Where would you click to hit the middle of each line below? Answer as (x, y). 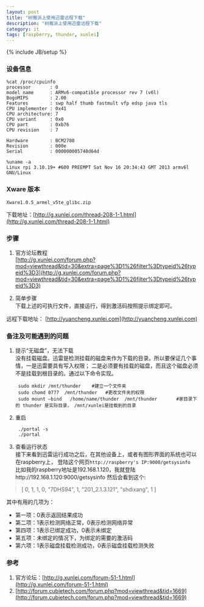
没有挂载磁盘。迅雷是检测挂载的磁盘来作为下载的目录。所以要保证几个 (103, 358)
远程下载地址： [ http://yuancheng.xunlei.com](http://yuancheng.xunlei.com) (102, 319)
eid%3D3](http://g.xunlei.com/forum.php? (68, 273)
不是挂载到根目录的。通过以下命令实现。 (66, 374)
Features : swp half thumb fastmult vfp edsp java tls (87, 104)
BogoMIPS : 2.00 (37, 98)
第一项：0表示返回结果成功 (49, 515)
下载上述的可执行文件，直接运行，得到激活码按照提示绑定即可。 (95, 306)
